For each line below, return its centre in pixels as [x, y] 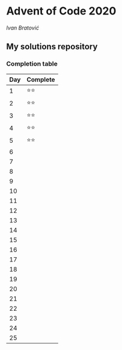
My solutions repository [52, 47]
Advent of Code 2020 [61, 11]
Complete [41, 80]
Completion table [32, 64]
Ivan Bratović [23, 28]
